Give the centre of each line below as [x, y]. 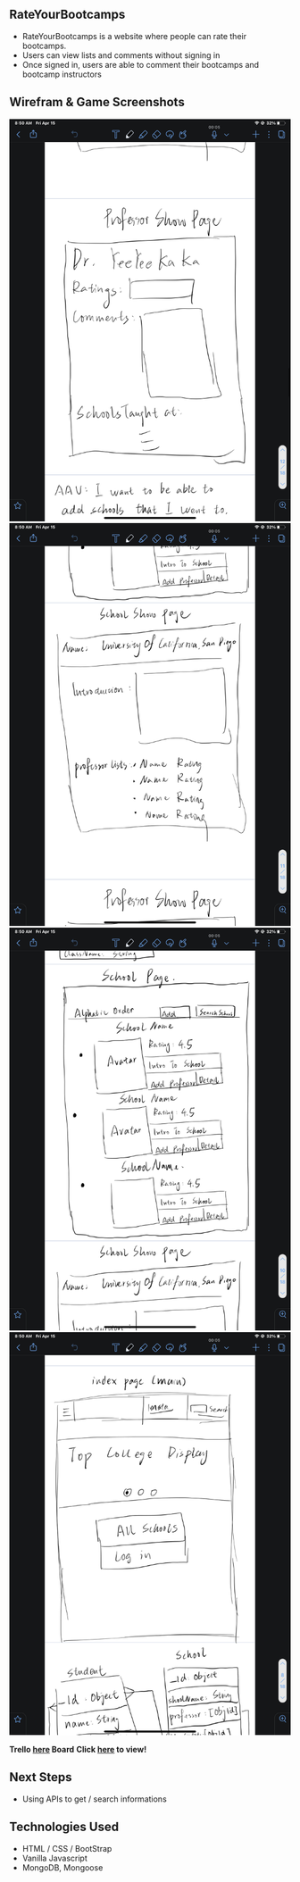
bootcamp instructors [62, 74]
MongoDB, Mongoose [62, 1867]
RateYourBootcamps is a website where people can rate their [134, 36]
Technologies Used [64, 1827]
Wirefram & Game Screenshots [97, 102]
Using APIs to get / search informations [94, 1799]
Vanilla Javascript [54, 1858]
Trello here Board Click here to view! [78, 1749]
